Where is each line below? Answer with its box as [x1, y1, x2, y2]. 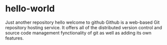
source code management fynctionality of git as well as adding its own [5, 30, 152, 36]
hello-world [5, 3, 55, 14]
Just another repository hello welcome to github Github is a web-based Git [5, 19, 160, 25]
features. [5, 35, 24, 41]
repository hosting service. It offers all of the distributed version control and [5, 24, 162, 30]
